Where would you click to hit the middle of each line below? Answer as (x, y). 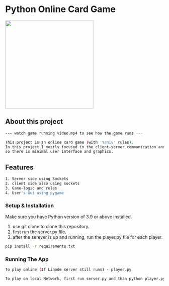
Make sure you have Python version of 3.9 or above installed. (69, 217)
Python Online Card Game (60, 9)
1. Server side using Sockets (37, 179)
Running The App (27, 259)
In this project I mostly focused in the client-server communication (81, 147)
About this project (34, 122)
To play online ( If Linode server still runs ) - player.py (68, 270)
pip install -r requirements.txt (40, 246)
